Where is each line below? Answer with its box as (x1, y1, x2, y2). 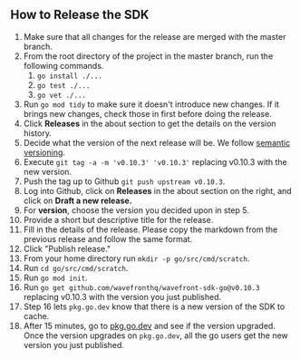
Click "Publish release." (23, 243, 111, 254)
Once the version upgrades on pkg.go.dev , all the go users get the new (23, 330, 288, 341)
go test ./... (36, 81, 91, 90)
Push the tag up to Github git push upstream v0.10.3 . (23, 176, 226, 187)
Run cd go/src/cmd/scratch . (23, 262, 129, 273)
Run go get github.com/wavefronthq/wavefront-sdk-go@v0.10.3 (23, 281, 260, 293)
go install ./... (36, 72, 103, 81)
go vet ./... (36, 91, 87, 100)
